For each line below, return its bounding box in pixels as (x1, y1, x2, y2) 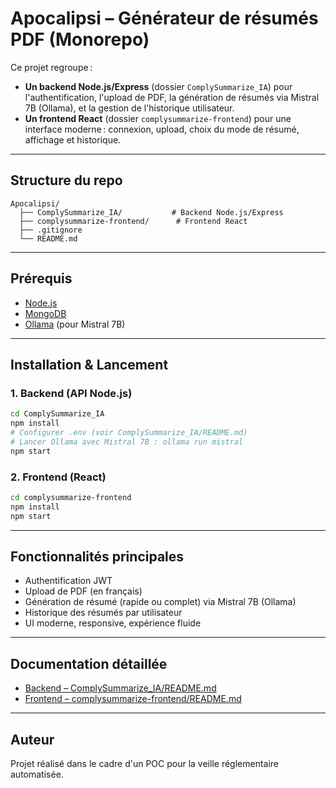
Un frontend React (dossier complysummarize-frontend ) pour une (24, 112, 292, 124)
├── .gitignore (19, 225, 83, 235)
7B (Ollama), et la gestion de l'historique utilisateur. (24, 102, 235, 114)
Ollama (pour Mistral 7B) (24, 318, 126, 330)
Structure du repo (10, 172, 123, 189)
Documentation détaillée (10, 655, 168, 672)
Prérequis (10, 270, 73, 287)
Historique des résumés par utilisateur (24, 607, 183, 619)
